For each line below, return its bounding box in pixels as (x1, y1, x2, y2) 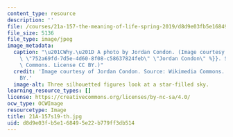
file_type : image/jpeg (7, 36, 73, 43)
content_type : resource (7, 10, 76, 17)
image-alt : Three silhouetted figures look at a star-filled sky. (13, 81, 209, 88)
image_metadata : (7, 42, 54, 49)
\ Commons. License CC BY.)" (19, 62, 104, 68)
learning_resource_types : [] (7, 87, 92, 94)
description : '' (7, 17, 54, 24)
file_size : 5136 (7, 29, 54, 37)
